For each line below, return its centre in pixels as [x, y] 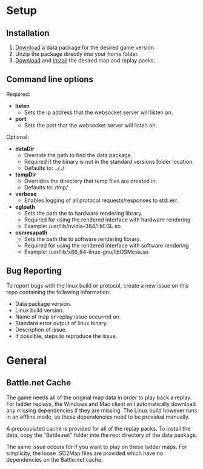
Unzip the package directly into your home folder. [77, 54]
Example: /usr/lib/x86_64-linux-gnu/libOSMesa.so [86, 252]
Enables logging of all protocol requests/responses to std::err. [101, 200]
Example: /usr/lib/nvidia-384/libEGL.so [72, 226]
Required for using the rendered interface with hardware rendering [107, 220]
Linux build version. [39, 310]
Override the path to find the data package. [78, 155]
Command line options [50, 79]
